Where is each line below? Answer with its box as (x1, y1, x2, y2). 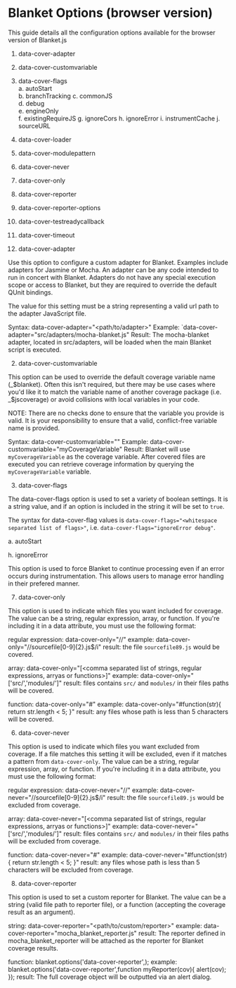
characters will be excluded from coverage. (8, 865, 134, 874)
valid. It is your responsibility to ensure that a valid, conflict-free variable (8, 416, 218, 424)
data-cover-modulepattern (18, 149, 96, 157)
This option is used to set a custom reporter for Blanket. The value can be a (8, 893, 227, 901)
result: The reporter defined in (138, 929, 225, 937)
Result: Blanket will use (123, 445, 190, 453)
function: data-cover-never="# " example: (8, 851, 129, 859)
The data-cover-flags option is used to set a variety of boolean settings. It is (8, 495, 228, 503)
